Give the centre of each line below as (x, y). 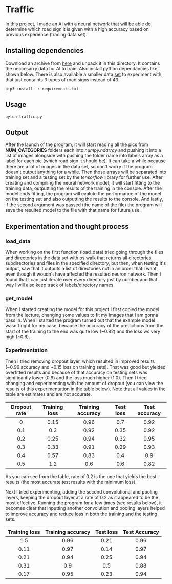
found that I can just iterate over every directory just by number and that (81, 280)
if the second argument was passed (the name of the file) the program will (84, 205)
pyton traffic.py (24, 117)
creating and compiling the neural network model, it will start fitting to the (83, 183)
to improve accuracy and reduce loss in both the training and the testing (81, 514)
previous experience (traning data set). (46, 34)
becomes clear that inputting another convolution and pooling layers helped (85, 508)
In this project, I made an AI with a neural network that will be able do (78, 24)
